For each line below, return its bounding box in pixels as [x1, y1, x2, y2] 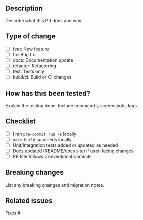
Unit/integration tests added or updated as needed [12, 142, 118, 148]
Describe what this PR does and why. [5, 17, 83, 23]
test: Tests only [12, 68, 44, 74]
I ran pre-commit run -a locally [12, 130, 77, 137]
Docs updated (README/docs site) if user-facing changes [12, 148, 134, 154]
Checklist [5, 117, 36, 126]
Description [5, 4, 43, 13]
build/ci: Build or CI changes [12, 74, 72, 80]
